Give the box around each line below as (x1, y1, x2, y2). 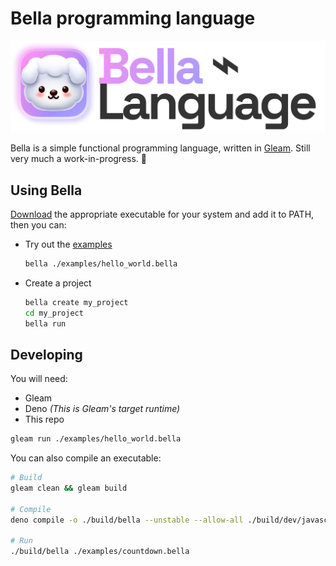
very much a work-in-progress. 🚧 (10, 153, 148, 165)
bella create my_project (24, 297, 129, 307)
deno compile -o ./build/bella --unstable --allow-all (10, 515, 244, 525)
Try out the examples (24, 238, 113, 250)
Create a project (24, 277, 92, 289)
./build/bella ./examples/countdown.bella (10, 547, 190, 557)
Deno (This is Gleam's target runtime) (24, 403, 181, 415)
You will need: (10, 373, 68, 385)
